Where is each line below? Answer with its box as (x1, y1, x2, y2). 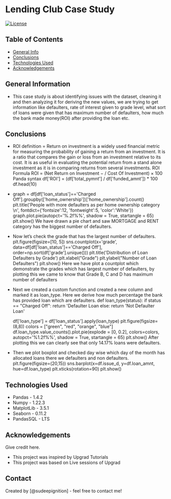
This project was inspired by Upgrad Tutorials (12, 454, 108, 460)
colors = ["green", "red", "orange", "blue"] (25, 324, 113, 330)
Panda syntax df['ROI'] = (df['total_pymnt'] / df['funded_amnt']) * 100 (12, 176, 158, 182)
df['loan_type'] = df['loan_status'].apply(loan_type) (12, 318, 120, 324)
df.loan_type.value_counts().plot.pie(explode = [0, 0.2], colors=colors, (12, 329, 160, 335)
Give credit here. (5, 444, 40, 450)
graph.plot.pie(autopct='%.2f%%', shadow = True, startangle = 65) (12, 213, 154, 219)
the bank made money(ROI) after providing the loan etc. (12, 115, 130, 121)
